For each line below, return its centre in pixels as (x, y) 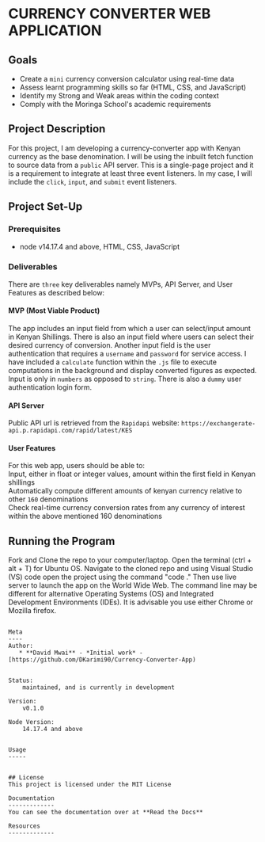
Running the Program (62, 541)
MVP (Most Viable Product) (54, 311)
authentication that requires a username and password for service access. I (127, 354)
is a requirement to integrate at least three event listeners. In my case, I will (130, 173)
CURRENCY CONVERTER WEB (110, 14)
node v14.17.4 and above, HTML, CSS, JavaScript (100, 246)
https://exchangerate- (218, 424)
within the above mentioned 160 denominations (85, 516)
